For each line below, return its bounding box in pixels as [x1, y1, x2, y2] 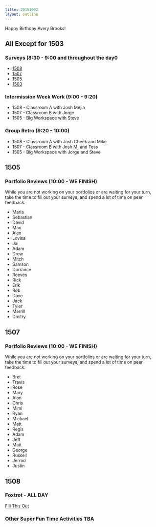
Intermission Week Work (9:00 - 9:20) [5, 93, 98, 100]
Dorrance [12, 267, 32, 273]
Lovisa [12, 235, 26, 241]
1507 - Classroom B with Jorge [12, 110, 74, 116]
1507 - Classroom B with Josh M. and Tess [12, 144, 98, 150]
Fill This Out [5, 503, 29, 509]
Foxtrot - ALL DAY [5, 492, 48, 498]
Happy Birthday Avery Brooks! [5, 25, 66, 31]
